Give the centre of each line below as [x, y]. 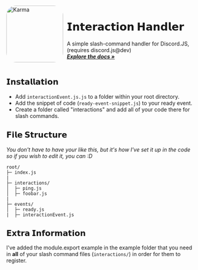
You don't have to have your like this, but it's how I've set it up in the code [98, 150]
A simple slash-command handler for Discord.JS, [128, 44]
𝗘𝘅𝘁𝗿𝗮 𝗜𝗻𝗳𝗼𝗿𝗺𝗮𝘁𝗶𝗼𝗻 [46, 233]
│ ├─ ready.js [25, 209]
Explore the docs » [91, 56]
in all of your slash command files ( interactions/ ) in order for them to [94, 254]
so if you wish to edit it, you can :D [49, 156]
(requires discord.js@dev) [99, 50]
